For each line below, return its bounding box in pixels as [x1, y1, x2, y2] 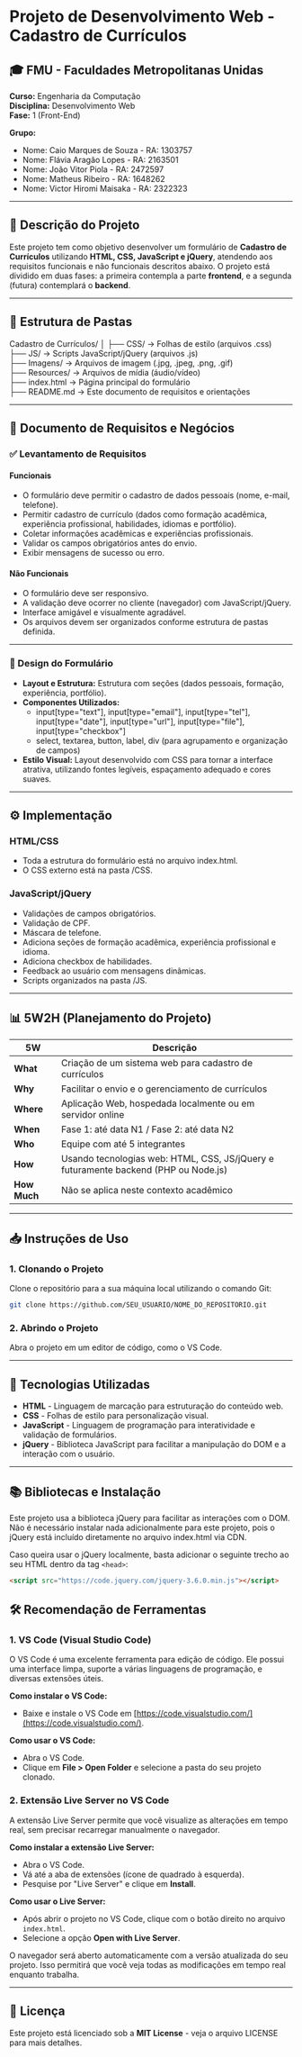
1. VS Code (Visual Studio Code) [9, 1634, 152, 1646]
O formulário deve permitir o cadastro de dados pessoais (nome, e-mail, [22, 490, 290, 501]
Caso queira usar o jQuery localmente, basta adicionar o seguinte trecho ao [9, 1549, 289, 1560]
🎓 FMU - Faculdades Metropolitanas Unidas [9, 62, 263, 77]
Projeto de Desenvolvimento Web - [9, 6, 276, 27]
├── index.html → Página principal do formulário [9, 376, 191, 387]
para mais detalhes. [9, 2037, 83, 2048]
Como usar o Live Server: [9, 1896, 106, 1907]
